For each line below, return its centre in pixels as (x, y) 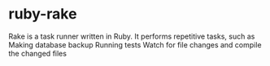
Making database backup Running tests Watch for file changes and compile (135, 44)
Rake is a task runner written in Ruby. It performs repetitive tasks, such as (132, 36)
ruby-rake (43, 14)
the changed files (38, 53)
